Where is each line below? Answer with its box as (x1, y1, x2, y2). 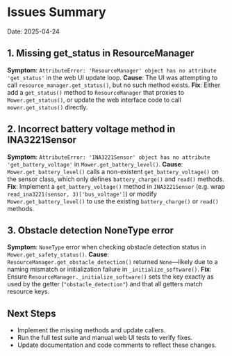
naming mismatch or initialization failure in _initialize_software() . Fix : (7, 265, 212, 274)
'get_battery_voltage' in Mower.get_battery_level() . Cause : (7, 160, 183, 168)
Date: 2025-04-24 (7, 27, 60, 36)
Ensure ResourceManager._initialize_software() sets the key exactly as (7, 272, 214, 281)
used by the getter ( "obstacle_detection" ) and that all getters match (7, 280, 203, 288)
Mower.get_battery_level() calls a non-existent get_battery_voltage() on (7, 167, 219, 176)
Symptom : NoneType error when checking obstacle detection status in (7, 243, 206, 251)
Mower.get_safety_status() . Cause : (7, 250, 110, 258)
